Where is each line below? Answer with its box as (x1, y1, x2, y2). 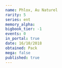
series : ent (5, 17, 30, 22)
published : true (5, 55, 40, 60)
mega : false (5, 50, 30, 55)
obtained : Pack (5, 46, 38, 51)
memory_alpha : (5, 21, 36, 27)
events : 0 (5, 31, 26, 36)
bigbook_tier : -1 (5, 27, 42, 32)
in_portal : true (5, 36, 40, 41)
